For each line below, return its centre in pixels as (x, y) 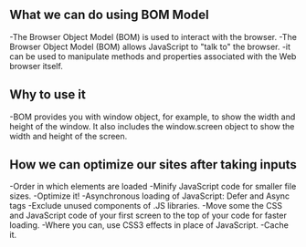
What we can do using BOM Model (109, 15)
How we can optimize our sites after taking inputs (153, 165)
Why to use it (48, 95)
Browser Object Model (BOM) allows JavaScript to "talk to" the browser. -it (150, 46)
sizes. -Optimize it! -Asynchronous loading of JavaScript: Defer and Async (150, 196)
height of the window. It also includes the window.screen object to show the (152, 126)
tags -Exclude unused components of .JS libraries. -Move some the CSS (146, 206)
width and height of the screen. (69, 136)
